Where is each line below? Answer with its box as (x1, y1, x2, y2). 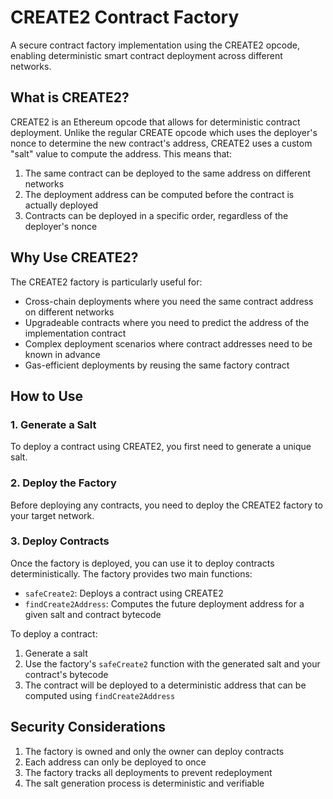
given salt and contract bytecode (24, 608, 162, 620)
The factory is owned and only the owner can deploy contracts (24, 745, 285, 757)
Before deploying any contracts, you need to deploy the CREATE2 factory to (10, 499, 323, 511)
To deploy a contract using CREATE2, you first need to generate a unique (10, 441, 312, 453)
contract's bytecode (24, 668, 109, 680)
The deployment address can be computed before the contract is (24, 188, 295, 200)
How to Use (10, 387, 84, 405)
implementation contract (24, 327, 127, 339)
